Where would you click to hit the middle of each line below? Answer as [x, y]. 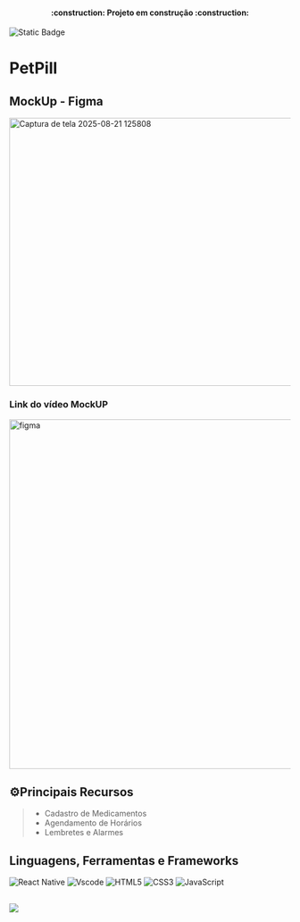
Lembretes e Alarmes [83, 833]
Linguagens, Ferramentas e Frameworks [124, 861]
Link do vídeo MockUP [59, 405]
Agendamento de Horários [93, 823]
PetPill [33, 68]
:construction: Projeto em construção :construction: [150, 13]
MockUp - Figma [56, 101]
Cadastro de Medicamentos [96, 814]
